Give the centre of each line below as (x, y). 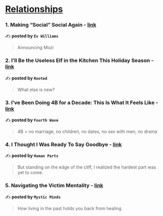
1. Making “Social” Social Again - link (51, 25)
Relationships (34, 9)
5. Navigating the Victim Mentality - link (54, 185)
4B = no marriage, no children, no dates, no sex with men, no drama (87, 131)
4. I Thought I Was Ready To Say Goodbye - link (64, 144)
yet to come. (30, 172)
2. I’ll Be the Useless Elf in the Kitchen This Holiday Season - (79, 60)
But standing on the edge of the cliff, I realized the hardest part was (86, 167)
